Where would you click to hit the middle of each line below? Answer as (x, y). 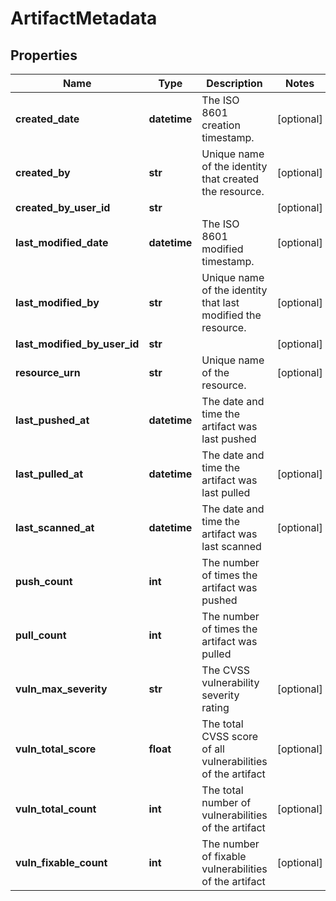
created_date (47, 119)
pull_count (41, 635)
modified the (231, 315)
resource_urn (48, 372)
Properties (44, 55)
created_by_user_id (63, 207)
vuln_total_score (56, 749)
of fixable (224, 856)
